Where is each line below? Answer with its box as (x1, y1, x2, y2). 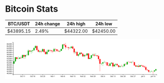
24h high (66, 21, 86, 27)
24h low (95, 21, 112, 27)
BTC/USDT (8, 21, 30, 27)
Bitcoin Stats (5, 3, 58, 15)
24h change (35, 21, 60, 27)
